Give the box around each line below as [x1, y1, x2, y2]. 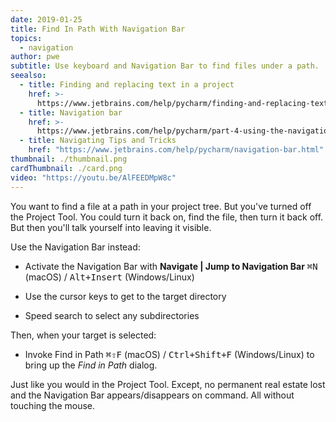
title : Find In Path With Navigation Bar [10, 24, 186, 34]
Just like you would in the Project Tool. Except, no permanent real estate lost [10, 378, 326, 390]
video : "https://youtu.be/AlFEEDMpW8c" [10, 172, 177, 183]
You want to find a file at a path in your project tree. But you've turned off [10, 200, 312, 212]
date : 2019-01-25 [10, 14, 83, 25]
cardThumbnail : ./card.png [10, 163, 123, 173]
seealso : [10, 71, 47, 81]
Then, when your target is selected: [10, 329, 157, 341]
